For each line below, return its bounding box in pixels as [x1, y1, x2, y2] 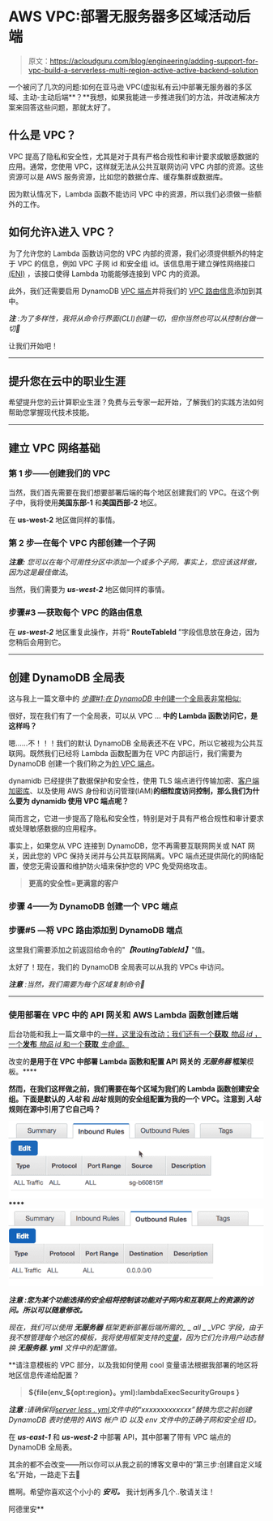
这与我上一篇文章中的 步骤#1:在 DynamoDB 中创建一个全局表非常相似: [8, 694, 241, 703]
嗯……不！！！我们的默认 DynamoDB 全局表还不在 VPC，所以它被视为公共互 [8, 738, 263, 748]
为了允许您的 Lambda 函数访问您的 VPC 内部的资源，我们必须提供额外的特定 [8, 248, 264, 258]
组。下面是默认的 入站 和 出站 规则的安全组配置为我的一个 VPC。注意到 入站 [8, 1094, 261, 1104]
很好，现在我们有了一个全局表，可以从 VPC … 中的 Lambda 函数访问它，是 [8, 711, 258, 721]
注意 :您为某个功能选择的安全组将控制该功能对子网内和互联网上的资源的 [8, 1294, 247, 1304]
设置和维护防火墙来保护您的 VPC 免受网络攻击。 [50, 862, 212, 871]
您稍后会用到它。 [8, 637, 66, 646]
